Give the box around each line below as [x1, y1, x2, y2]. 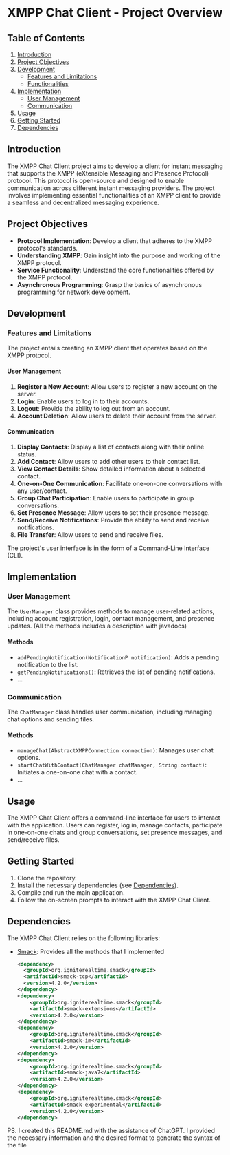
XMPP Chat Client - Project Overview [7, 5, 223, 21]
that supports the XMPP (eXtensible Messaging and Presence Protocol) [7, 169, 209, 177]
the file [7, 1141, 27, 1149]
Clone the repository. [16, 873, 77, 882]
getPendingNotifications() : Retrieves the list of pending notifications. [16, 668, 216, 676]
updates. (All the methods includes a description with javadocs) [7, 622, 187, 631]
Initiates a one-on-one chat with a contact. [16, 768, 138, 776]
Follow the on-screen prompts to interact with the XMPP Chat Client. [16, 896, 211, 904]
